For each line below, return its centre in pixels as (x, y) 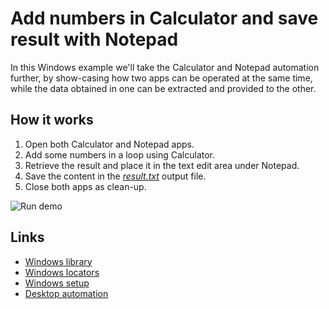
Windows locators (62, 272)
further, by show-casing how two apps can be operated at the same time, (161, 78)
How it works (52, 120)
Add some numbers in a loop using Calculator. (120, 154)
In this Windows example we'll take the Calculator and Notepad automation (165, 67)
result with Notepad (94, 39)
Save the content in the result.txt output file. (115, 176)
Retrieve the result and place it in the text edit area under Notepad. (162, 165)
